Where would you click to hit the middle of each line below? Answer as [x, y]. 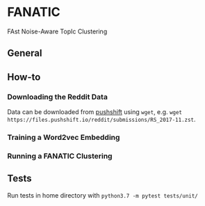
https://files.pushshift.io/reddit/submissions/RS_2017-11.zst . [101, 120]
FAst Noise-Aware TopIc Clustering [57, 31]
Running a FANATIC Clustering [60, 156]
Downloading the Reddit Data [57, 97]
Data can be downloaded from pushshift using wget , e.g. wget [95, 112]
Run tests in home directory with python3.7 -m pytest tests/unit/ [102, 195]
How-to [24, 77]
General [25, 53]
